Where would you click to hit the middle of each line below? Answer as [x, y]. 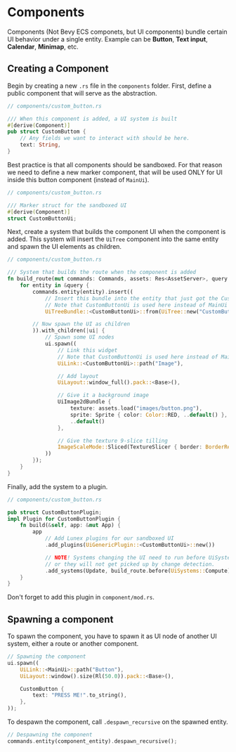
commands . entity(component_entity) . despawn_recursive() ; [92, 741]
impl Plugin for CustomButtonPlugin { [64, 519]
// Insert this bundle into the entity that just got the [131, 298]
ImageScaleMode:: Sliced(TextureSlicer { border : [130, 447]
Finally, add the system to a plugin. [58, 486]
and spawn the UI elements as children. [64, 247]
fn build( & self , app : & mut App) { [70, 525]
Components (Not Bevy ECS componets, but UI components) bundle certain [117, 32]
